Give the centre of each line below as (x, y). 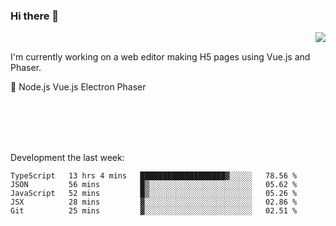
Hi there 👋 (35, 16)
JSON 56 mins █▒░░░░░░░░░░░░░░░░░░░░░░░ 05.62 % (154, 185)
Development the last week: (67, 158)
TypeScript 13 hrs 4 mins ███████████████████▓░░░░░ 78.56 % (154, 176)
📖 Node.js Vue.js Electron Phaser (78, 87)
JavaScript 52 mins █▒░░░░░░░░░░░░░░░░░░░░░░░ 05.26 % (154, 194)
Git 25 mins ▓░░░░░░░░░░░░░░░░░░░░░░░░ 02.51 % (154, 211)
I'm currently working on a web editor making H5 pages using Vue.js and (160, 57)
